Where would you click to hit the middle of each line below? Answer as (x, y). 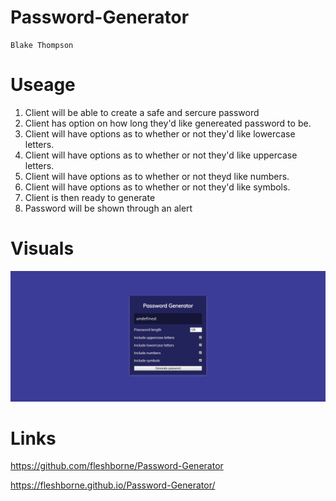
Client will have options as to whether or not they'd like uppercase (161, 155)
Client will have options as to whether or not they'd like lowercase (160, 133)
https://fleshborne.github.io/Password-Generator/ (113, 485)
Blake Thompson (42, 45)
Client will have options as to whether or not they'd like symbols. (157, 187)
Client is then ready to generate (90, 197)
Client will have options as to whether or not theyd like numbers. (157, 176)
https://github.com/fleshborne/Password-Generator (117, 466)
